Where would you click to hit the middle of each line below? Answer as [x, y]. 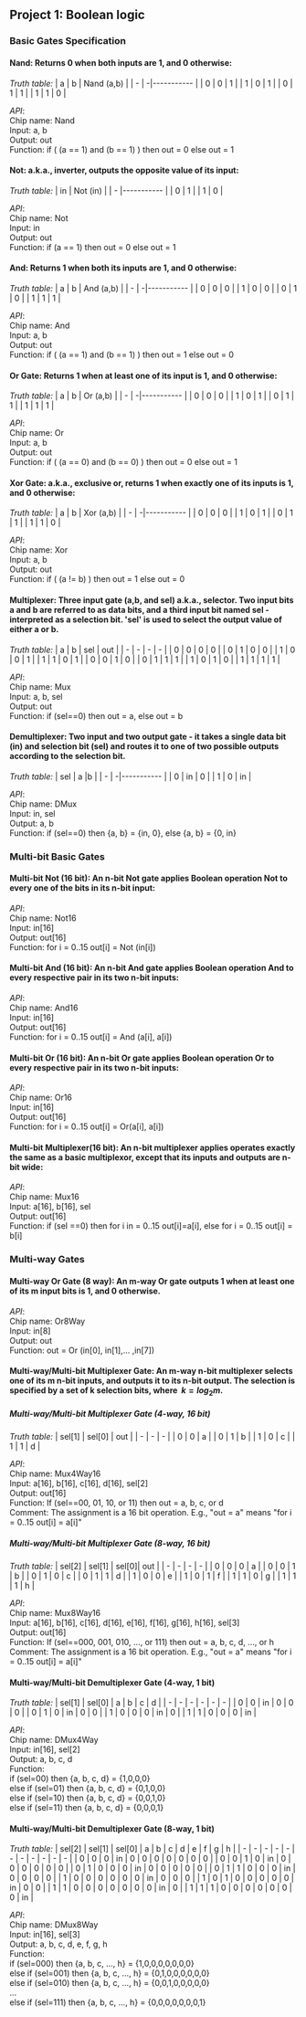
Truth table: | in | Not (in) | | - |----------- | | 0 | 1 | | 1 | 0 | [116, 190]
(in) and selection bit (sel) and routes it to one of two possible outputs [144, 746]
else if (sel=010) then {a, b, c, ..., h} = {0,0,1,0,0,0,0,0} [110, 1983]
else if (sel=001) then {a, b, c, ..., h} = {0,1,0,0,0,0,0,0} [110, 1973]
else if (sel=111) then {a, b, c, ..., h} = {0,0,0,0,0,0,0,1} [108, 2002]
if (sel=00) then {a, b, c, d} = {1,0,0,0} [80, 1779]
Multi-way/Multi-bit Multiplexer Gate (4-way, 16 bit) [110, 1413]
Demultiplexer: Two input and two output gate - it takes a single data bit [148, 737]
